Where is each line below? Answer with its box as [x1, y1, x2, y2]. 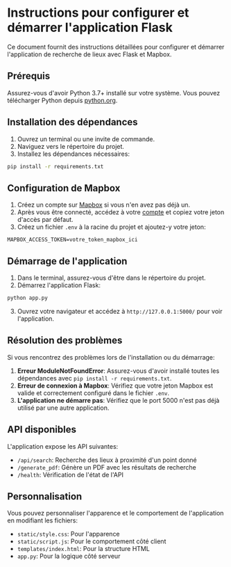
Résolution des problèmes [7, 335, 123, 346]
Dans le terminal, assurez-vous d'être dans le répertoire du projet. [17, 273, 206, 282]
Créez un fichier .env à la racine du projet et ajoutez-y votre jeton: [17, 223, 206, 231]
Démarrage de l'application [7, 255, 128, 267]
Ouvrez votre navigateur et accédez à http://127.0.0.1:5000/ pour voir [17, 307, 223, 315]
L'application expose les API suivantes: [7, 442, 119, 450]
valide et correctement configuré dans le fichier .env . [17, 388, 170, 397]
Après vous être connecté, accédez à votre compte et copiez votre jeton [17, 208, 225, 216]
